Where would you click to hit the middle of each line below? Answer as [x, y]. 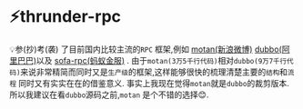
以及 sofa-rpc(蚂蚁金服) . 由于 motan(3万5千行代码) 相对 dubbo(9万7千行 [162, 60]
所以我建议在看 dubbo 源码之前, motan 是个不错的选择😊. [109, 94]
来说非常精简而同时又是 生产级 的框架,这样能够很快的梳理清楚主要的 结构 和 [154, 72]
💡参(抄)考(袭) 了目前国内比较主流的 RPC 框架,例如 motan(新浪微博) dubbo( [146, 49]
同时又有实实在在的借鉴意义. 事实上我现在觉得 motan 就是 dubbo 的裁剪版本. [153, 83]
